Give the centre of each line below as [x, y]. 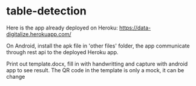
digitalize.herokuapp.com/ [39, 34]
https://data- [135, 28]
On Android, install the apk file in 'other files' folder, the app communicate [98, 46]
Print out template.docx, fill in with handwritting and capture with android [97, 64]
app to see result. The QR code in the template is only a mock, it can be [95, 70]
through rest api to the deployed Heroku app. [62, 52]
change [16, 76]
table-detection [46, 11]
